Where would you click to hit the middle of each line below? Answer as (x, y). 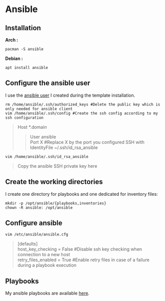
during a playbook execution (47, 265)
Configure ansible (34, 223)
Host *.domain (32, 127)
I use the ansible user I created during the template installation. (70, 95)
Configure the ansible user (48, 83)
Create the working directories (54, 182)
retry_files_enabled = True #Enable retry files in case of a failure (83, 260)
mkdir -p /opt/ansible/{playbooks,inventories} (56, 203)
